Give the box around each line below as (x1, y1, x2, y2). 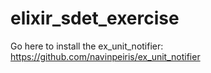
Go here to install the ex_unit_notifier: (10, 40, 164, 52)
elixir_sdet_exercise (10, 7, 180, 30)
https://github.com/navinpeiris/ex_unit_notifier (10, 50, 201, 62)
